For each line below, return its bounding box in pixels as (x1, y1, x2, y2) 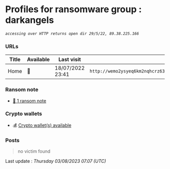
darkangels (5, 14, 54, 26)
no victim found (17, 148, 51, 154)
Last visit (58, 56, 81, 63)
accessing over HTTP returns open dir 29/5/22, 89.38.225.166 (5, 31, 139, 36)
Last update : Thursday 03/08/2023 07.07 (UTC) (5, 158, 106, 164)
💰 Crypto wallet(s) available (12, 122, 72, 128)
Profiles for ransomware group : (5, 4, 142, 15)
